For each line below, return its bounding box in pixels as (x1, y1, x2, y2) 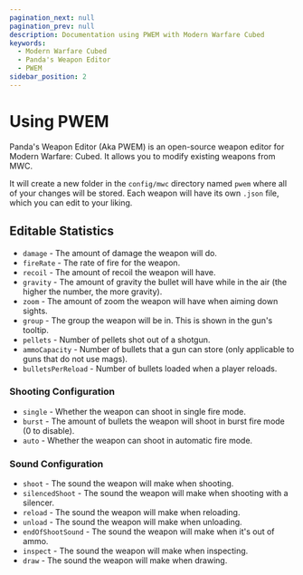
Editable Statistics (9, 224, 115, 239)
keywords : (9, 38, 47, 48)
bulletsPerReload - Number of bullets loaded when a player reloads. (22, 363, 278, 374)
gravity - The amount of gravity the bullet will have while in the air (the (22, 276, 288, 287)
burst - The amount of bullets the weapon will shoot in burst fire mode (22, 416, 285, 426)
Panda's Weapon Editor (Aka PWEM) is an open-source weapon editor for (9, 141, 285, 152)
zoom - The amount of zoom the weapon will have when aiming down (22, 295, 279, 306)
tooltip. (22, 324, 50, 335)
